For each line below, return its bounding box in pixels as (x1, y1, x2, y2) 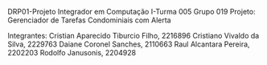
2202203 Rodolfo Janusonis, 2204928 (7, 48, 137, 57)
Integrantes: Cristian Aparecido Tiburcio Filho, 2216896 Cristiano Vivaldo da (7, 31, 260, 40)
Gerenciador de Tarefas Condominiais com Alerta (7, 15, 171, 25)
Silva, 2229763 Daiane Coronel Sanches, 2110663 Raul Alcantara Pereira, (7, 39, 250, 49)
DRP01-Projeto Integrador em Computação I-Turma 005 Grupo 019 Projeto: (7, 7, 256, 16)
